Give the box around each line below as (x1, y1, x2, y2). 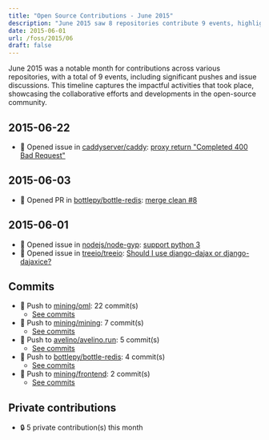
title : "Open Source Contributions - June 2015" (8, 11, 174, 20)
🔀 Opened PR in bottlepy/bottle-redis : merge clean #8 (19, 195, 198, 204)
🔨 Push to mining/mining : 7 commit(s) (19, 318, 144, 328)
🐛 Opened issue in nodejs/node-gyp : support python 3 (19, 240, 201, 249)
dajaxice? (19, 256, 52, 266)
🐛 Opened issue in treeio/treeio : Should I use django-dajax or (19, 248, 222, 257)
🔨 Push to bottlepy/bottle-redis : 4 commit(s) (19, 352, 166, 361)
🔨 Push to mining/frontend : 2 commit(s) (19, 369, 151, 379)
